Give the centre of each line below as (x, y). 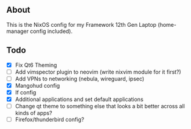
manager (18, 31)
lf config (26, 92)
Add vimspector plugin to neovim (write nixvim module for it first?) (98, 72)
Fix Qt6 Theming (36, 65)
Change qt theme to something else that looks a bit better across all (100, 106)
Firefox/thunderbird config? (50, 120)
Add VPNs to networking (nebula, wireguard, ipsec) (80, 78)
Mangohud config (37, 85)
